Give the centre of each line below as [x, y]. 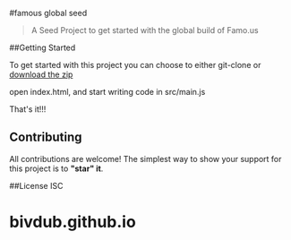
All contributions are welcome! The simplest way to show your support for [145, 159]
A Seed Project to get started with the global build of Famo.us [145, 30]
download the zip [41, 74]
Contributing [46, 137]
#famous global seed [48, 13]
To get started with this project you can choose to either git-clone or [135, 65]
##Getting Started [43, 47]
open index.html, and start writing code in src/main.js [107, 92]
